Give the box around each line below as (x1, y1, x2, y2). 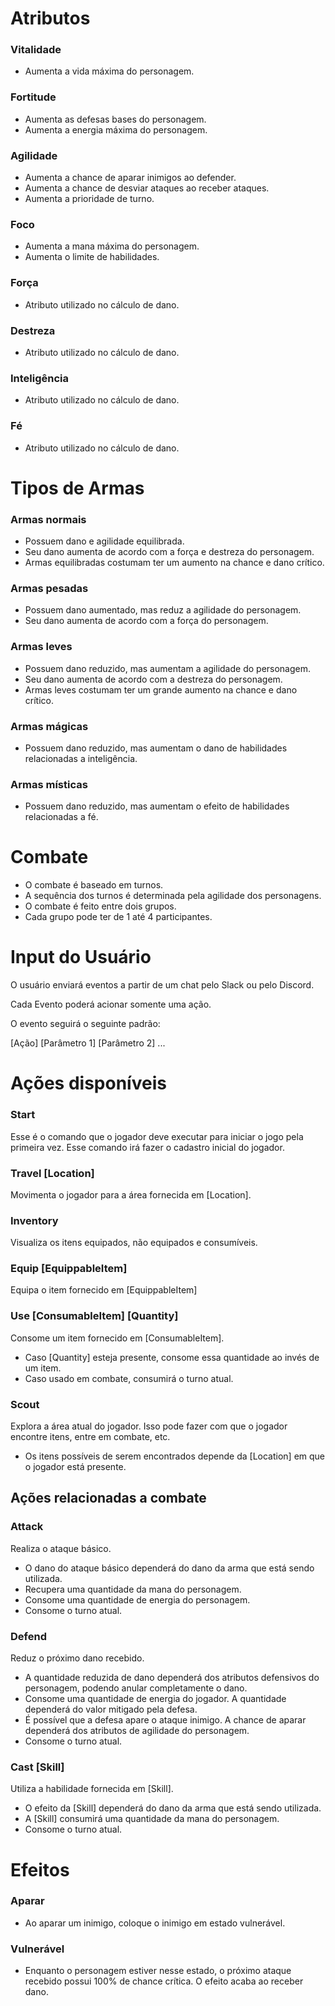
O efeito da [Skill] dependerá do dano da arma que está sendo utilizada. (24, 1802, 322, 1814)
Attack (10, 1520, 44, 1534)
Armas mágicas (10, 719, 89, 733)
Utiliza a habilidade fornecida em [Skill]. (10, 1783, 174, 1795)
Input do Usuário (10, 946, 152, 969)
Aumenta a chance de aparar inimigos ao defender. (24, 172, 237, 184)
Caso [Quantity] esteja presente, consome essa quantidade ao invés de (24, 1351, 320, 1363)
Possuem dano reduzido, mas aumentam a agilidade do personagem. (24, 662, 312, 674)
